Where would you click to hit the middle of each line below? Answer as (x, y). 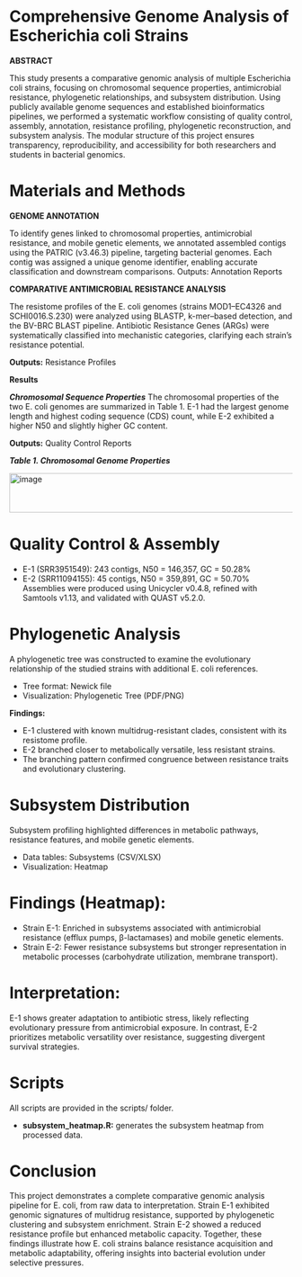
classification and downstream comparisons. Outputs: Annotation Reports (146, 271)
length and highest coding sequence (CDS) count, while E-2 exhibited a (142, 416)
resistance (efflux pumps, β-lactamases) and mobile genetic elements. (153, 937)
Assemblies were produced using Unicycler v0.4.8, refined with (140, 588)
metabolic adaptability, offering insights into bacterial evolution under (138, 1254)
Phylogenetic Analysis (95, 634)
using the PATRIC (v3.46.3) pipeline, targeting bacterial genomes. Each (141, 252)
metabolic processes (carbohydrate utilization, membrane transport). (150, 957)
